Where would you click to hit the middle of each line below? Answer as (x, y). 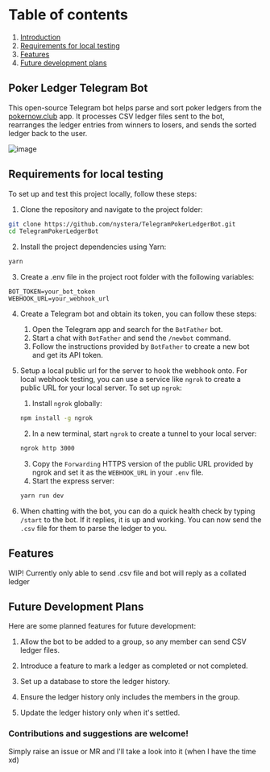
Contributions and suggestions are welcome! (99, 733)
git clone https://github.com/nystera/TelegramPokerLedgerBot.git (122, 224)
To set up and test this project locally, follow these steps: (103, 193)
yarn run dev (42, 496)
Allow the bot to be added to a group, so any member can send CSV (133, 641)
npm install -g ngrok (56, 418)
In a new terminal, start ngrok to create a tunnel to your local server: (144, 434)
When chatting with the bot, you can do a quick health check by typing (137, 511)
